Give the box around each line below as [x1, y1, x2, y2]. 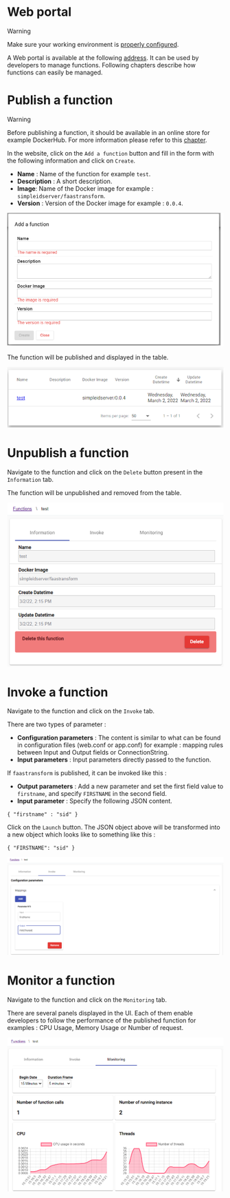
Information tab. [7, 475, 54, 483]
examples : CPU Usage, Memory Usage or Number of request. [7, 1023, 184, 1031]
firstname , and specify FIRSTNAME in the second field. [16, 790, 167, 798]
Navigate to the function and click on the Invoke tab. [7, 707, 155, 715]
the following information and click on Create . [7, 156, 136, 165]
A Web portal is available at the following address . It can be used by [7, 53, 199, 62]
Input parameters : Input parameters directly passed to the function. [16, 755, 211, 764]
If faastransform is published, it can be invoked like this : [7, 769, 167, 777]
